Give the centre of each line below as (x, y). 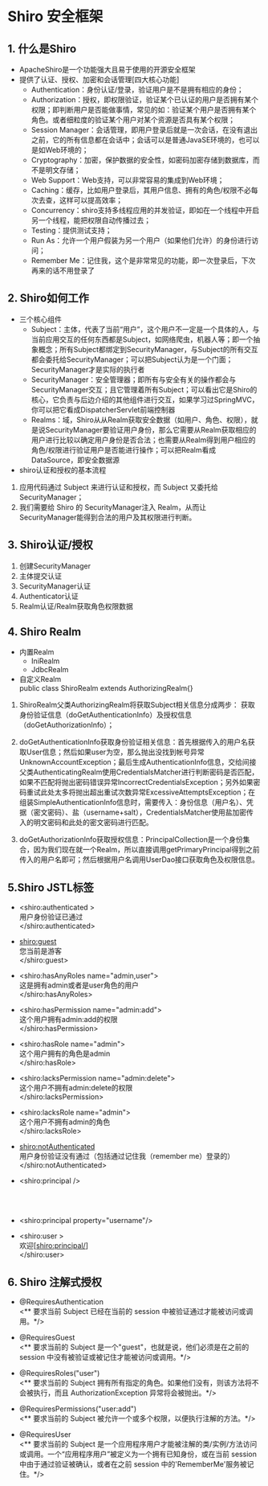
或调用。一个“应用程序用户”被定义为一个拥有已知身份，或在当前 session (138, 1454)
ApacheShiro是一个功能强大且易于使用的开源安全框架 (107, 70)
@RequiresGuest (47, 1338)
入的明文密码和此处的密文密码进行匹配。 (86, 823)
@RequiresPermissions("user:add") (78, 1409)
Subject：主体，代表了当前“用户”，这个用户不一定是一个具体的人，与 (145, 329)
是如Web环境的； (60, 150)
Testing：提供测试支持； (71, 230)
